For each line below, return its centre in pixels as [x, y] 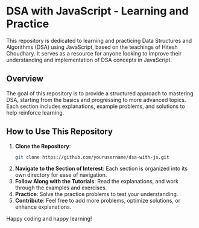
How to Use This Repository [60, 132]
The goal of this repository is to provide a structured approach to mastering [100, 93]
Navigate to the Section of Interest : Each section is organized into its [101, 169]
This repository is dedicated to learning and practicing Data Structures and [99, 40]
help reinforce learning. [35, 112]
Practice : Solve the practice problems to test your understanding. [96, 194]
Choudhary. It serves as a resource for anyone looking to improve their [94, 53]
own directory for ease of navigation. [61, 175]
